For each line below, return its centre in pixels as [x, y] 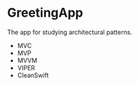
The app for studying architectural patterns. [70, 32]
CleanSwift [33, 75]
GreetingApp [45, 13]
